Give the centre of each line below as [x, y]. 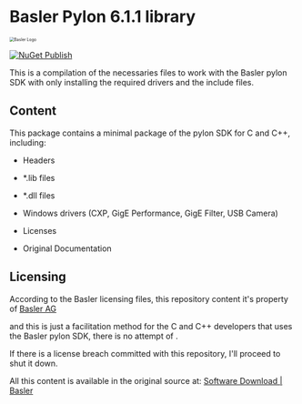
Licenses [40, 230]
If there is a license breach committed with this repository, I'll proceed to [145, 353]
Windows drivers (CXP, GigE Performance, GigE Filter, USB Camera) [151, 213]
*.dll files [39, 195]
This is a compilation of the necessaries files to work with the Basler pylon [148, 72]
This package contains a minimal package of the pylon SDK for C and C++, [150, 133]
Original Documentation [67, 248]
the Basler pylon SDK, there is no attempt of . [94, 336]
